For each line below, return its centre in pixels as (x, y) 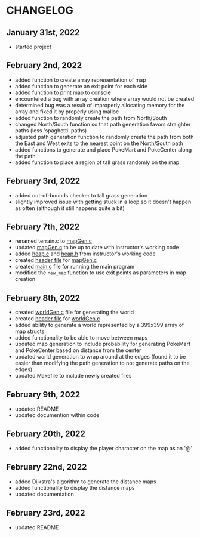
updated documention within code (57, 415)
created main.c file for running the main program (75, 267)
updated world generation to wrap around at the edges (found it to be (100, 357)
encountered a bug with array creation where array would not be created (104, 98)
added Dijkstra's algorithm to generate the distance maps (85, 482)
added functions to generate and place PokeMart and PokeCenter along (103, 149)
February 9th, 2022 (43, 394)
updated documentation (44, 494)
